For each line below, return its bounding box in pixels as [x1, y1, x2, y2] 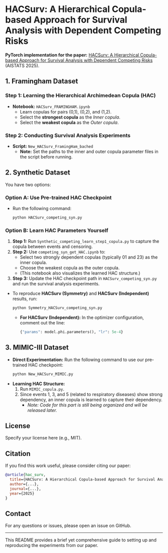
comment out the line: [19, 320, 65, 326]
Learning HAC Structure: [12, 380, 65, 386]
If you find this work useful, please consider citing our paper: [5, 462, 131, 468]
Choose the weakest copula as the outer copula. [19, 265, 120, 271]
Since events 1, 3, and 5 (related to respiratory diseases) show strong [19, 391, 163, 397]
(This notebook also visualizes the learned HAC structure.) [19, 270, 140, 276]
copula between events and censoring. [12, 243, 93, 249]
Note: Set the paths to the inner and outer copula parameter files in [19, 148, 158, 154]
